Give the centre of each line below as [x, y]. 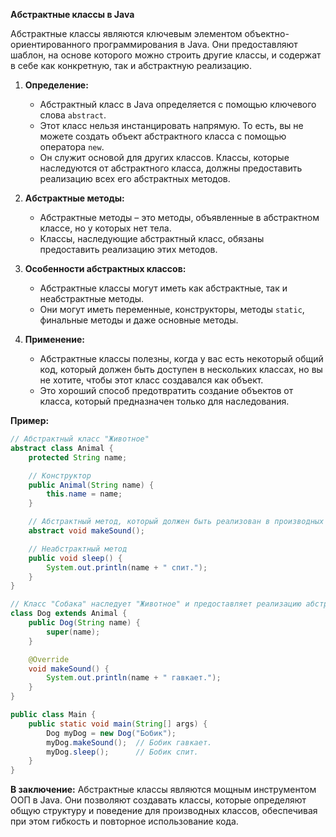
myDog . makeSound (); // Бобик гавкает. [129, 742]
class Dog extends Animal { [69, 614]
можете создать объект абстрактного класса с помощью [163, 136]
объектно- [267, 33]
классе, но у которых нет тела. [105, 228]
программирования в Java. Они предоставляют [195, 44]
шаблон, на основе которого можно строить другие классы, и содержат [166, 55]
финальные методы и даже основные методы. [139, 320]
